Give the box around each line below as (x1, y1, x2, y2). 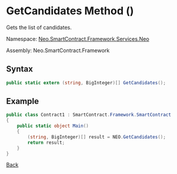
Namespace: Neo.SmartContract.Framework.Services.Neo (6, 35, 150, 42)
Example (6, 96, 39, 106)
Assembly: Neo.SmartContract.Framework (6, 46, 110, 54)
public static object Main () (17, 123, 89, 129)
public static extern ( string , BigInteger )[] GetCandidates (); (6, 80, 166, 86)
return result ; (27, 140, 65, 145)
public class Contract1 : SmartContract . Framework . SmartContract (6, 112, 171, 118)
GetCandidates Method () (6, 4, 134, 18)
